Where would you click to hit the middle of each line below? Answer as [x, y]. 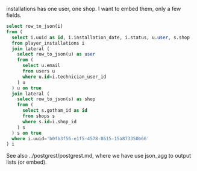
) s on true [27, 133]
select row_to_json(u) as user [56, 54]
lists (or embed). [27, 162]
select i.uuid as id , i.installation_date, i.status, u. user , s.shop [101, 37]
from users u [39, 71]
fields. [14, 15]
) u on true [27, 88]
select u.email [41, 66]
